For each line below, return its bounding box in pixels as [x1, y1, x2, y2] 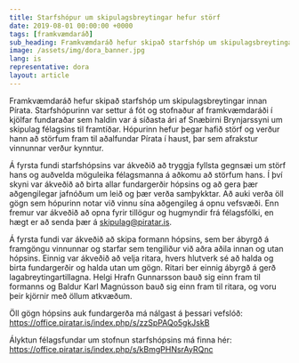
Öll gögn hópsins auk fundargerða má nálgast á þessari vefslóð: [9, 308, 243, 319]
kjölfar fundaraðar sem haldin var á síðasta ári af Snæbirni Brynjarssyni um [9, 114, 283, 125]
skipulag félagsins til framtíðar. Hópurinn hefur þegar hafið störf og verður [9, 124, 280, 134]
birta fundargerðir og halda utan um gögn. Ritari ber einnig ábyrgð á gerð [9, 262, 276, 272]
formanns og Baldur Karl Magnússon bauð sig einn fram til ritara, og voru [9, 281, 278, 292]
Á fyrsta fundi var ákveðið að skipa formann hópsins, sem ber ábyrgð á [9, 233, 270, 245]
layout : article [9, 71, 69, 80]
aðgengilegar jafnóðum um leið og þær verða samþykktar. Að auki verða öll [9, 188, 284, 198]
